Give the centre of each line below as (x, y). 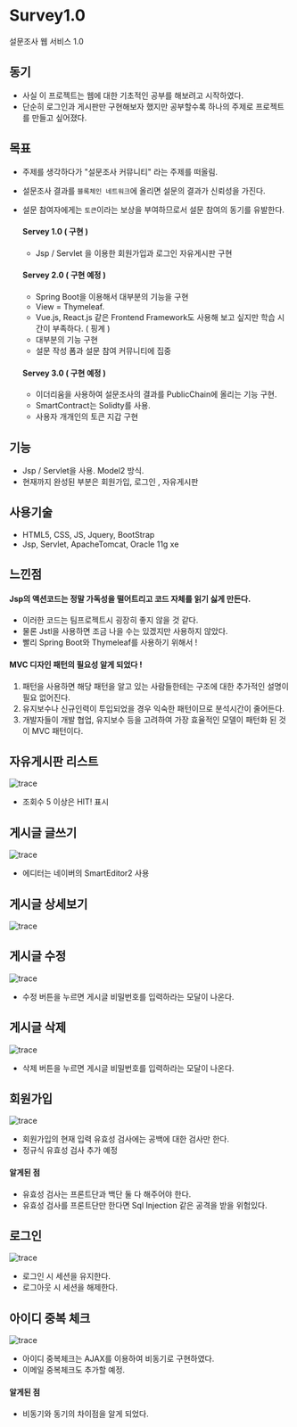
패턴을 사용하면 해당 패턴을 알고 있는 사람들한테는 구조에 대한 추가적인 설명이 (156, 686)
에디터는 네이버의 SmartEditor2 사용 (86, 873)
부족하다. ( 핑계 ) (81, 328)
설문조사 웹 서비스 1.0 (47, 41)
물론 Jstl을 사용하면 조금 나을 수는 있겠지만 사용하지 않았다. (125, 631)
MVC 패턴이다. (58, 730)
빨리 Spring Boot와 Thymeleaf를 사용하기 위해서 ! (110, 642)
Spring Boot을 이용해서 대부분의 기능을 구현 (112, 296)
